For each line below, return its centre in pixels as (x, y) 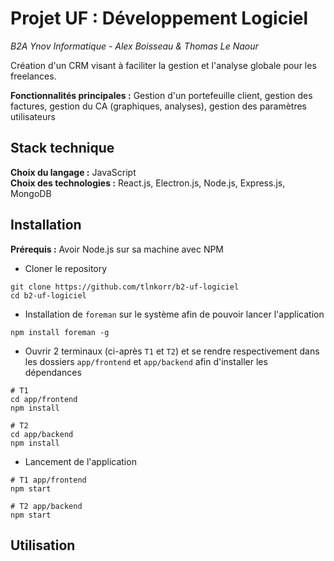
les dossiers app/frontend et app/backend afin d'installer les (146, 361)
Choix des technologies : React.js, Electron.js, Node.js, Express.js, (148, 183)
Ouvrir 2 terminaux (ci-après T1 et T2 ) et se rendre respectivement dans (172, 351)
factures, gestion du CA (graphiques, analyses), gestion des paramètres (158, 106)
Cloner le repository (66, 268)
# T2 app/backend (46, 506)
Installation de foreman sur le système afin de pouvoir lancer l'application (174, 314)
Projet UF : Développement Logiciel (159, 18)
